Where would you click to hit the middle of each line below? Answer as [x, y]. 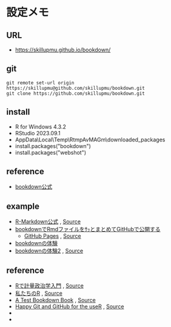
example [23, 206]
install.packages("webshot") [51, 152]
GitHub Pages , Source [52, 236]
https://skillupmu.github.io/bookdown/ [63, 50]
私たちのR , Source [39, 293]
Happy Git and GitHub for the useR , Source [69, 306]
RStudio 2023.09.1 [38, 133]
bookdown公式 [34, 187]
